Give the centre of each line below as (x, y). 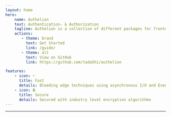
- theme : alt (35, 52)
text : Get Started (45, 43)
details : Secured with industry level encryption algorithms (85, 100)
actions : (24, 34)
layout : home (19, 10)
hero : (11, 15)
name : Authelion (32, 19)
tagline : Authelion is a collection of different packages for (83, 29)
